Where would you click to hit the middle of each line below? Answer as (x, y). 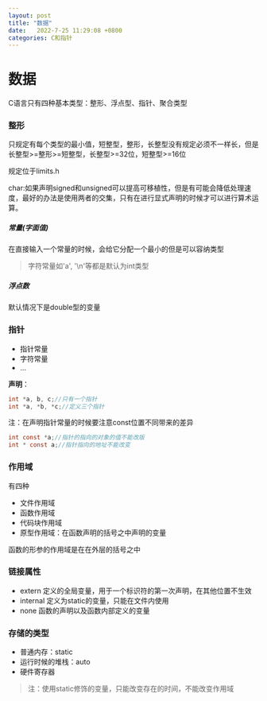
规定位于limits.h (34, 171)
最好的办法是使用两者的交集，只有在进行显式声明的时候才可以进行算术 (137, 198)
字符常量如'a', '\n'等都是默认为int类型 (88, 266)
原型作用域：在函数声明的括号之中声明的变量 (93, 533)
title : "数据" (31, 23)
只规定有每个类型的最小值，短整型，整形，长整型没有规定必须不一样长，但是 (133, 145)
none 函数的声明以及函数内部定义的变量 (85, 610)
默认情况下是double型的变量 (54, 308)
